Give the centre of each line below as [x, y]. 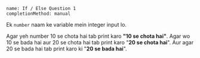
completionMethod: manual [38, 14]
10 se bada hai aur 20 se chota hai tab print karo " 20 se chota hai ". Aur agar [100, 42]
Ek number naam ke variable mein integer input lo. [67, 25]
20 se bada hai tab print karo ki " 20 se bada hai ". [67, 49]
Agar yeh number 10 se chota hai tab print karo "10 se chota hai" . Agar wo [98, 36]
